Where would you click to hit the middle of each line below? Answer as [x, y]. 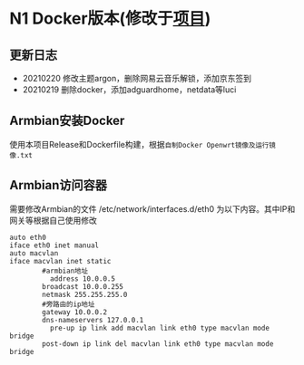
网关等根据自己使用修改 [53, 220]
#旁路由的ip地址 [69, 304]
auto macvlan [34, 253]
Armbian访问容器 [58, 185]
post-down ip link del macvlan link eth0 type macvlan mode [158, 344]
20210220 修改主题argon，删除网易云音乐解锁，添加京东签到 [137, 78]
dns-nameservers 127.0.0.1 [93, 320]
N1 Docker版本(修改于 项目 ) [110, 19]
